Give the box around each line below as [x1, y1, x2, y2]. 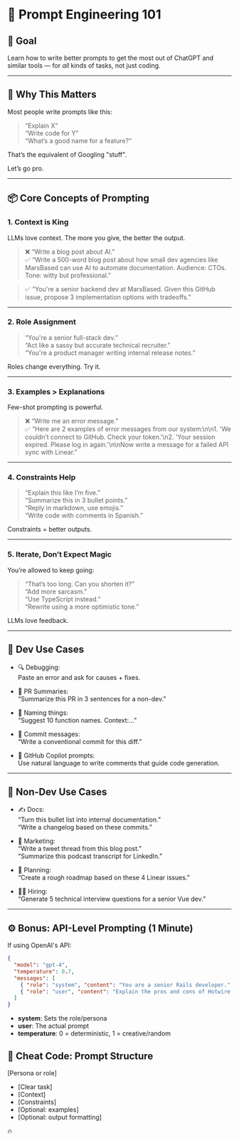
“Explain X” [24, 121, 58, 130]
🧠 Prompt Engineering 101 [7, 6, 161, 23]
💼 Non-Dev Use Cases [7, 785, 107, 797]
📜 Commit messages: [17, 730, 80, 738]
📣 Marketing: [17, 837, 55, 845]
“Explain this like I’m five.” [24, 488, 101, 497]
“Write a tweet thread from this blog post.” [17, 845, 142, 853]
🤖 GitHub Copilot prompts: [17, 751, 95, 760]
